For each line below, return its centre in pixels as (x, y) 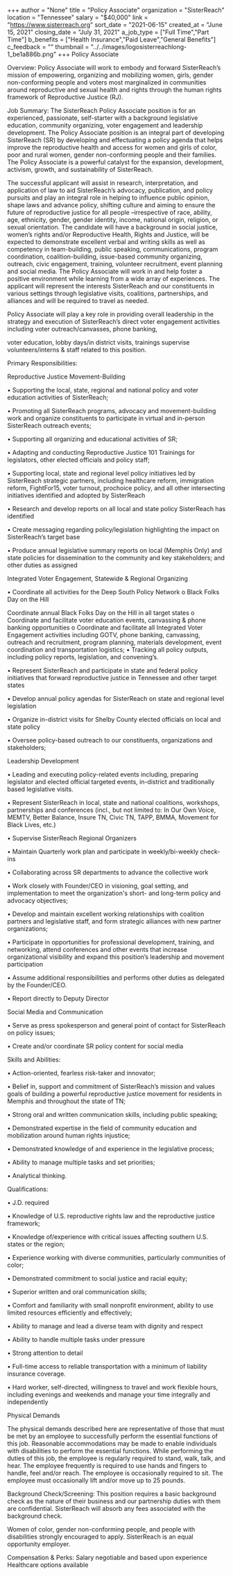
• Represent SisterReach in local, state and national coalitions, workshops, (113, 803)
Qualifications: (28, 1189)
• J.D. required (28, 1203)
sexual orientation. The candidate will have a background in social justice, (112, 227)
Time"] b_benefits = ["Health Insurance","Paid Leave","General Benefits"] (112, 40)
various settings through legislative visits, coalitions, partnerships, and (108, 293)
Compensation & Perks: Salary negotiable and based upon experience (107, 1557)
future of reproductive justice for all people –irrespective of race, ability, (110, 212)
